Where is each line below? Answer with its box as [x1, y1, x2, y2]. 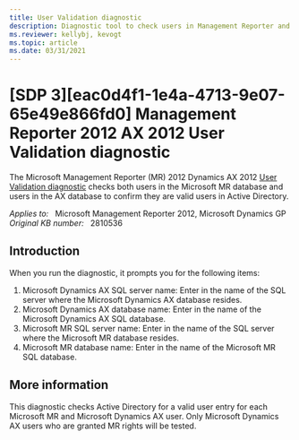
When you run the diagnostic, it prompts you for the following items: [9, 267, 261, 278]
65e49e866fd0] [9, 104, 132, 125]
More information [9, 377, 109, 393]
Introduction [9, 244, 81, 259]
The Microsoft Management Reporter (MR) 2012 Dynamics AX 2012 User [9, 172, 278, 183]
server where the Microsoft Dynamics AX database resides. [21, 294, 243, 305]
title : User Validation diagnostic [9, 13, 142, 22]
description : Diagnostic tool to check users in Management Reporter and [9, 22, 291, 30]
